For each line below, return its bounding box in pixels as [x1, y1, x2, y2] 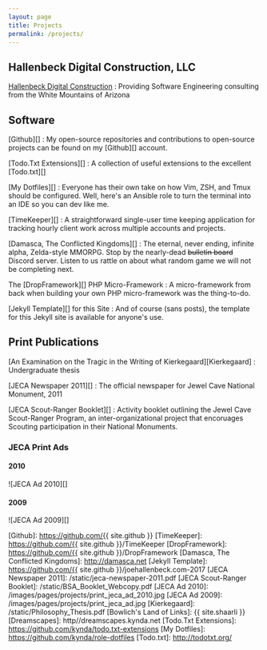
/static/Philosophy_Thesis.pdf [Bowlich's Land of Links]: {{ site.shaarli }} [8, 608, 246, 617]
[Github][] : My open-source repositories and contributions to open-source [8, 134, 255, 144]
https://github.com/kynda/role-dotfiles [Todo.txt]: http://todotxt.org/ [8, 632, 233, 643]
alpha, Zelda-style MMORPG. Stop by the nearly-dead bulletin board [8, 248, 233, 257]
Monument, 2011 [8, 389, 62, 399]
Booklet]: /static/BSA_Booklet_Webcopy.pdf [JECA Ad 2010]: [8, 582, 209, 592]
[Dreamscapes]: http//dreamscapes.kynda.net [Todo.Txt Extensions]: [8, 616, 237, 625]
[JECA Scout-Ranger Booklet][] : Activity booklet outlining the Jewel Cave [8, 405, 252, 414]
